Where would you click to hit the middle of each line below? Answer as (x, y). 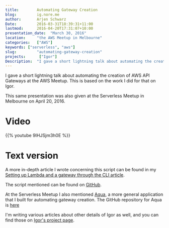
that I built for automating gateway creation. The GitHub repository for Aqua (83, 200)
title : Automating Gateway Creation (52, 10)
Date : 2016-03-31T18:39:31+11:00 (49, 24)
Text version (32, 156)
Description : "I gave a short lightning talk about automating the (78, 61)
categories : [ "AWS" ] (29, 43)
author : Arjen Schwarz (36, 19)
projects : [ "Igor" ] (31, 56)
